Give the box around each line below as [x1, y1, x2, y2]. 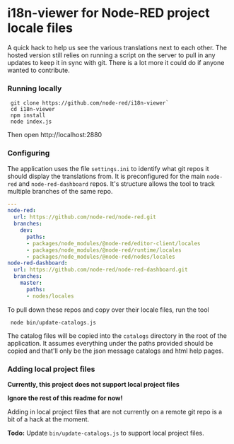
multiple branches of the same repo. [7, 187, 113, 195]
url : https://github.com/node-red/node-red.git [13, 214, 157, 221]
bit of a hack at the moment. [7, 415, 90, 423]
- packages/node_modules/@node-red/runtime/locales [25, 246, 182, 254]
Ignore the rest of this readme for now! [7, 394, 123, 402]
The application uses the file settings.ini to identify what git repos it [7, 164, 209, 173]
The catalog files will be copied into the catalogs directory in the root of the [7, 331, 228, 340]
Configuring [7, 148, 50, 158]
